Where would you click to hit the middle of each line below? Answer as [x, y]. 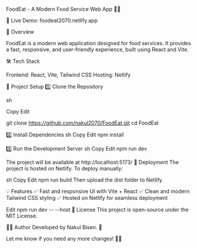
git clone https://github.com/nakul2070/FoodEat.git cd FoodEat [82, 123]
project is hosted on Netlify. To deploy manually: [65, 168]
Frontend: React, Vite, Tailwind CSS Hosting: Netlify [69, 75]
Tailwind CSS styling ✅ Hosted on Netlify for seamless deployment [87, 198]
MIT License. [22, 216]
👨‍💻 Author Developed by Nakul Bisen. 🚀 [54, 227]
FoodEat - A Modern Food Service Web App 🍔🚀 [64, 9]
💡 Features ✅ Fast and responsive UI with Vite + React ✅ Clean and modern [98, 191]
